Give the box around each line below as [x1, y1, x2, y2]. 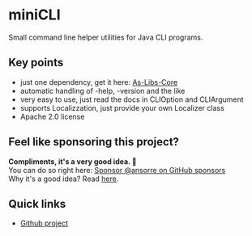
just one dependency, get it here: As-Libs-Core [19, 77, 178, 86]
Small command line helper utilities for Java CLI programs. [8, 32, 203, 42]
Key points [8, 56, 64, 70]
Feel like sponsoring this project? [8, 135, 180, 149]
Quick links [8, 196, 66, 211]
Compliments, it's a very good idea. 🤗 [8, 156, 137, 166]
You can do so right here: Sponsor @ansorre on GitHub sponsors [8, 165, 226, 175]
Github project [19, 218, 69, 228]
